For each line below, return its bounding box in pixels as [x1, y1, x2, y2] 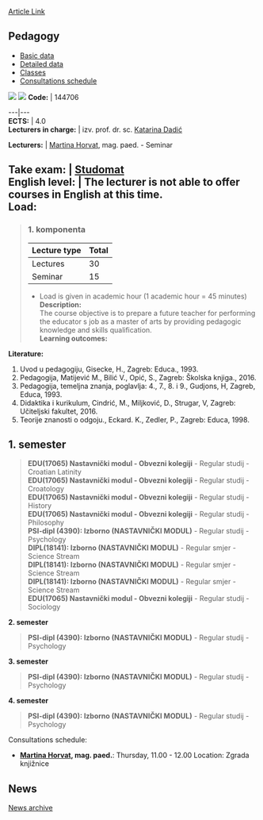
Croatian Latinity [27, 468, 82, 477]
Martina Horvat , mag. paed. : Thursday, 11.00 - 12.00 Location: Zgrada [19, 750, 250, 760]
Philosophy [27, 518, 65, 527]
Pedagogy [8, 29, 60, 43]
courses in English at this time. [8, 188, 164, 202]
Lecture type [31, 244, 82, 256]
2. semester [8, 618, 49, 627]
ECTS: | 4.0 [8, 116, 46, 125]
